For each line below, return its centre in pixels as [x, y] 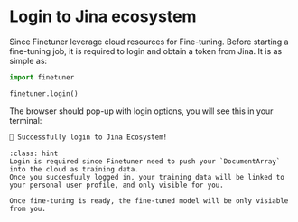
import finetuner [42, 77]
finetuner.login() [44, 93]
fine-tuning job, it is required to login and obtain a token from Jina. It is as [146, 51]
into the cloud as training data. [74, 169]
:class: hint [34, 153]
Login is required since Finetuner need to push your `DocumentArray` [145, 161]
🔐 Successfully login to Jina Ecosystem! [88, 137]
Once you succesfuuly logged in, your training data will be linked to [147, 177]
